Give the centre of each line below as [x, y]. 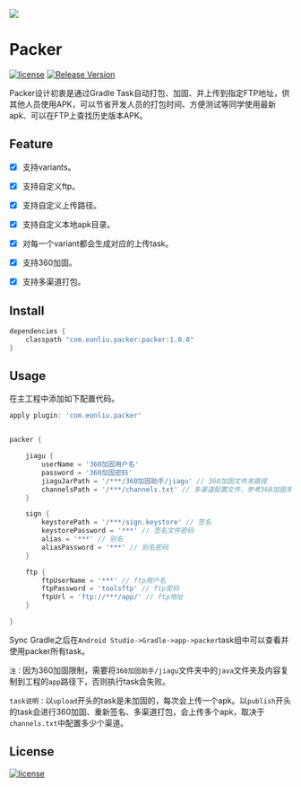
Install [27, 310]
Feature [31, 144]
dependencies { [38, 332]
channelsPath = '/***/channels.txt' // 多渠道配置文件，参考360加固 [164, 490]
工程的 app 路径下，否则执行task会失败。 [98, 681]
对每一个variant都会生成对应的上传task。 [98, 243]
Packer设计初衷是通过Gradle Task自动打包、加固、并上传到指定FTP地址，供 [150, 93]
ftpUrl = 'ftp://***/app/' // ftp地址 [112, 597]
